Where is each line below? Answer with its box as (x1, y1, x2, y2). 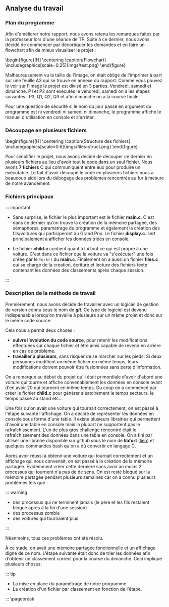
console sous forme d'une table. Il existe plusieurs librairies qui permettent (5, 415, 160, 422)
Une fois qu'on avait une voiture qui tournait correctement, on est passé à (5, 405, 159, 411)
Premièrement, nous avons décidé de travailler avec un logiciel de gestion (5, 301, 159, 307)
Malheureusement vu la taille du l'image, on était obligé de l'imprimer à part (5, 72, 162, 78)
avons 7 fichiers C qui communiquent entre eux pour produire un (5, 164, 141, 170)
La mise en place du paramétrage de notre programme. (12, 580, 128, 587)
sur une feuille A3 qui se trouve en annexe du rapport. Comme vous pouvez (5, 77, 162, 83)
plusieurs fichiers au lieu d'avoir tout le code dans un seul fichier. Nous (5, 159, 153, 165)
